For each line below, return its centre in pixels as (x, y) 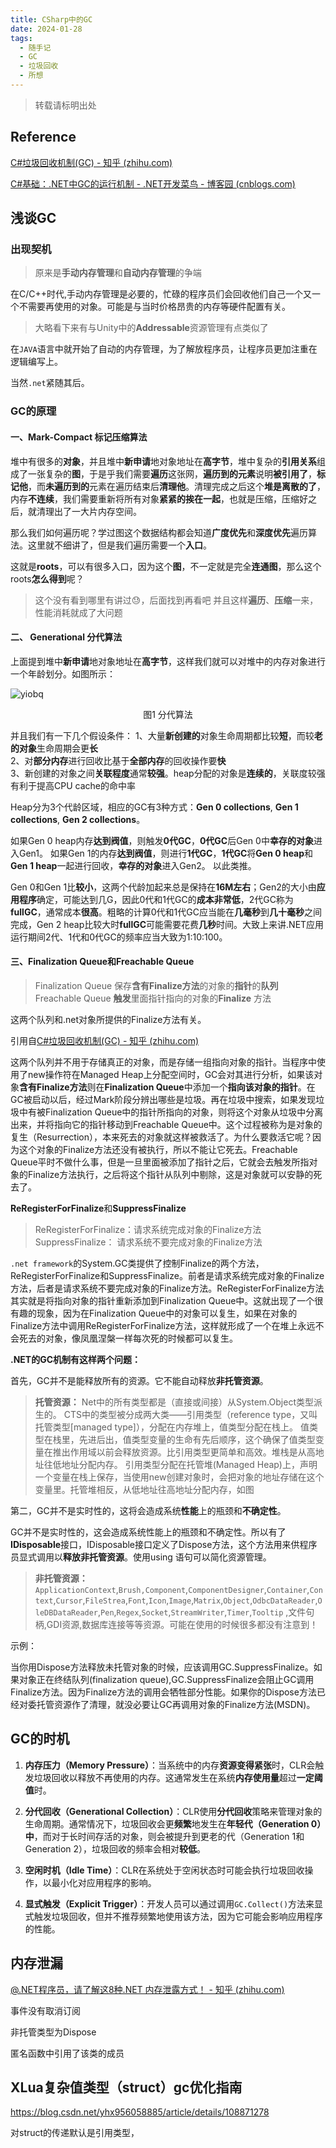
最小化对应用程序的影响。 (104, 1882)
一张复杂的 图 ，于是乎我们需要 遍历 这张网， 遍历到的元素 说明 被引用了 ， (172, 473)
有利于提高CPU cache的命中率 (73, 785)
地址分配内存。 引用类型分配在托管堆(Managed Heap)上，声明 (189, 1464)
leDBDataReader (66, 1612)
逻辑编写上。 (36, 362)
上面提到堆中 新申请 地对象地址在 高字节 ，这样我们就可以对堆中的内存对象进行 (168, 661)
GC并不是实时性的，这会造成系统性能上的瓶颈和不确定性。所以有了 (148, 1532)
